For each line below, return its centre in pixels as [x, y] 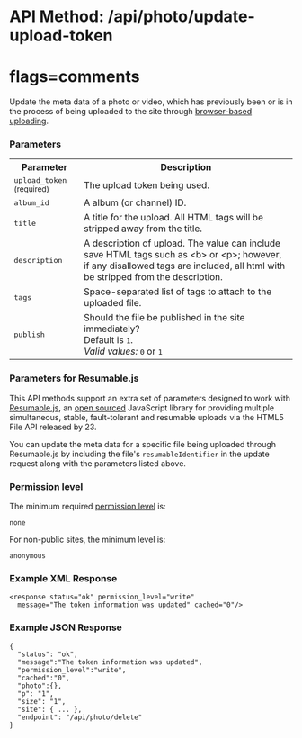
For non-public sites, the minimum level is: [88, 540]
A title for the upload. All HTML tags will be [173, 218]
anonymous [28, 556]
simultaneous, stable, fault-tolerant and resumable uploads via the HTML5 [147, 417]
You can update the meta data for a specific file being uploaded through [143, 444]
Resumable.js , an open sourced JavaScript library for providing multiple [142, 408]
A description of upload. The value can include [182, 243]
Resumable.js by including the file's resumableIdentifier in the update [139, 454]
